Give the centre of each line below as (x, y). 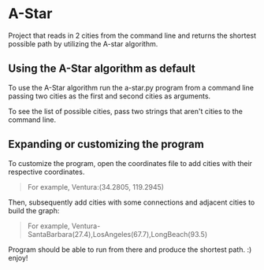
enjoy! (18, 257)
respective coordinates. (46, 172)
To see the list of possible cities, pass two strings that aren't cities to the (125, 111)
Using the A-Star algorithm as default (102, 69)
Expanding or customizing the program (106, 144)
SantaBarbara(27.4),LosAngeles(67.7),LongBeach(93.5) (117, 234)
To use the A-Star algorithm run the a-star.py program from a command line (131, 87)
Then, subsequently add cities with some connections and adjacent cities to (132, 202)
